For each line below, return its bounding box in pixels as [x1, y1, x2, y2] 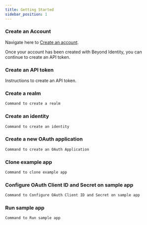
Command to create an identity [5, 124, 70, 129]
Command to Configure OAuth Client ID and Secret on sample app [5, 193, 140, 198]
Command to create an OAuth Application [5, 147, 90, 152]
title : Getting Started [5, 7, 54, 12]
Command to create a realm [5, 101, 61, 106]
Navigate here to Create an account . [5, 39, 79, 45]
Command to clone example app [5, 170, 68, 175]
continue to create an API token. [5, 54, 71, 60]
